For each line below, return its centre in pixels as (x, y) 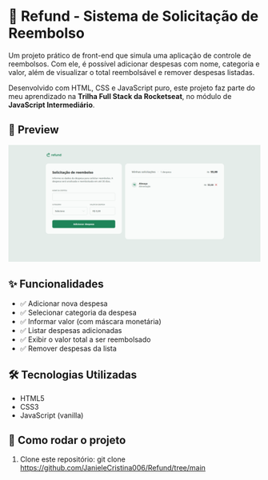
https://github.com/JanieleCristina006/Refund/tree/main (113, 468)
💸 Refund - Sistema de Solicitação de (133, 16)
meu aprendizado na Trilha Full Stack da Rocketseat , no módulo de (120, 96)
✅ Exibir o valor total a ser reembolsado (85, 339)
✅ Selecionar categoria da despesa (78, 312)
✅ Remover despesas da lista (68, 348)
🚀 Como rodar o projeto (67, 440)
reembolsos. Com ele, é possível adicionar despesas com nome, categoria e (134, 64)
